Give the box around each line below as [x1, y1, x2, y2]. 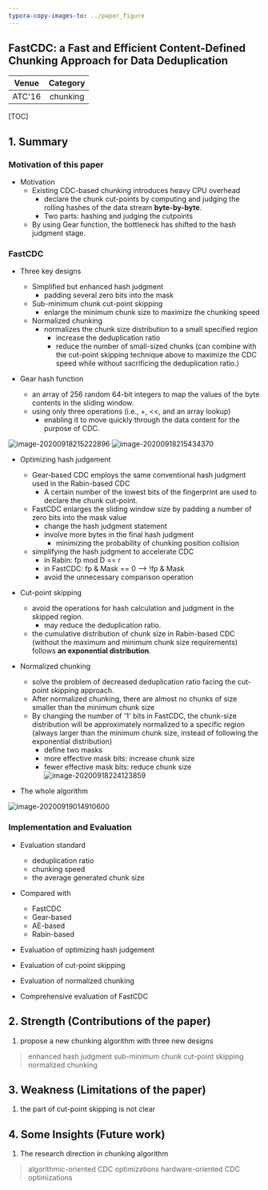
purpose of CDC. [43, 424, 100, 434]
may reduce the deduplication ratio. [43, 620, 162, 630]
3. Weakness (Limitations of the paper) [8, 1083, 206, 1096]
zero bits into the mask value [31, 513, 127, 522]
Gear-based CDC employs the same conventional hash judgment [31, 470, 246, 480]
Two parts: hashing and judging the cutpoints [43, 212, 194, 221]
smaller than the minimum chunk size [31, 703, 155, 712]
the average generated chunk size [31, 873, 146, 882]
